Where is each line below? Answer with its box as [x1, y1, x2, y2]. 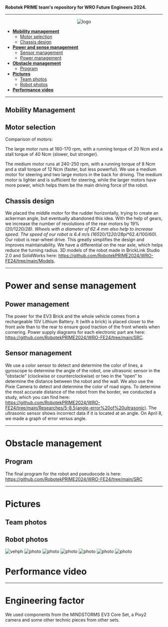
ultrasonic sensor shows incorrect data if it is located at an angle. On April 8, [5, 410, 162, 416]
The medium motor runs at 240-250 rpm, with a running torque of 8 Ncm [5, 161, 156, 167]
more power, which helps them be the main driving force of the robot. [5, 182, 148, 188]
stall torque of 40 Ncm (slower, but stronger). [5, 151, 98, 157]
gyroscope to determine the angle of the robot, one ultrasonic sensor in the [5, 367, 160, 373]
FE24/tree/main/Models [5, 258, 54, 264]
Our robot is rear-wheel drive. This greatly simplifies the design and [5, 237, 144, 243]
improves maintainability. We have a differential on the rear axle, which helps [5, 242, 163, 248]
